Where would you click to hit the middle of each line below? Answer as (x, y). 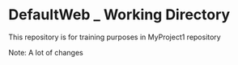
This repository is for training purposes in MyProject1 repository (115, 37)
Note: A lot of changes (46, 52)
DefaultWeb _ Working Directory (119, 15)
